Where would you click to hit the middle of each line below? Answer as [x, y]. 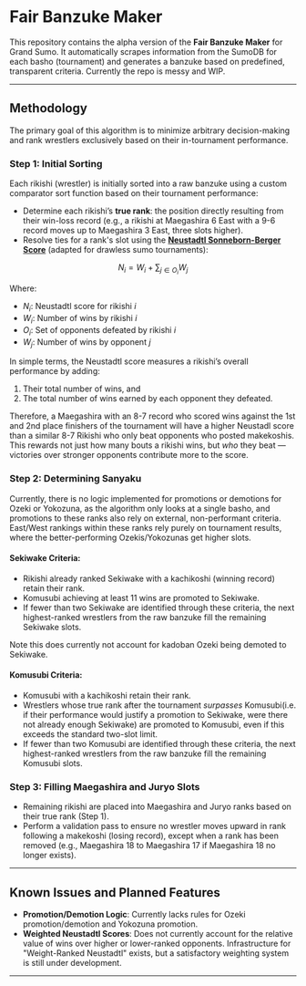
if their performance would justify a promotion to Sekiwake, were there [155, 715]
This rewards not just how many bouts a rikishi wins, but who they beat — [148, 445]
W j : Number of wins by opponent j [87, 343]
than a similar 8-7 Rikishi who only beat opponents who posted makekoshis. [152, 436]
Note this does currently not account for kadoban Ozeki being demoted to [148, 644]
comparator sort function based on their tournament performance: [134, 193]
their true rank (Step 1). [66, 816]
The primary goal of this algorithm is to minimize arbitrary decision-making [150, 130]
